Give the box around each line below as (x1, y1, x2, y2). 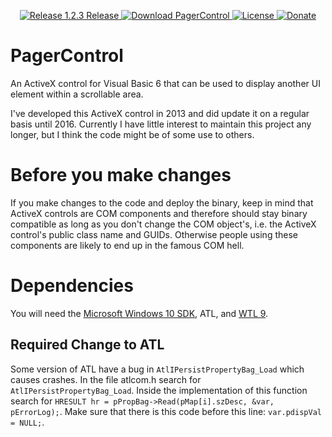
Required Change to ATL (10, 336, 165, 354)
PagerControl (10, 45, 124, 67)
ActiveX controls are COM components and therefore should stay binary (10, 207, 308, 219)
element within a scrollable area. (10, 88, 144, 100)
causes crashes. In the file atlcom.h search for (10, 373, 202, 385)
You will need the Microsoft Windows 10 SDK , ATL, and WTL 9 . (10, 307, 269, 319)
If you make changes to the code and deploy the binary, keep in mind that (10, 196, 314, 209)
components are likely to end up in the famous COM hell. (10, 239, 245, 251)
